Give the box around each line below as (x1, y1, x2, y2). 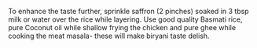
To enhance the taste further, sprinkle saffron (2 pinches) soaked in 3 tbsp (8, 7, 249, 15)
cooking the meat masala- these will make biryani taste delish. (8, 31, 210, 40)
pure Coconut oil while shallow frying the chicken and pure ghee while (8, 23, 237, 32)
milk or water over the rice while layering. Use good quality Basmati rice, (8, 15, 243, 24)
